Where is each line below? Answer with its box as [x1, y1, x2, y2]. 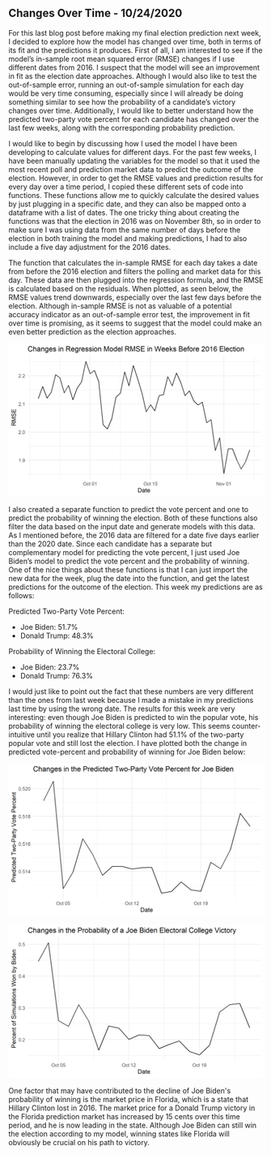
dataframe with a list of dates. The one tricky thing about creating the [8, 207, 240, 218]
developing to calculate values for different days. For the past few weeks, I [8, 147, 257, 157]
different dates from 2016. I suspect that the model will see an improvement [8, 62, 260, 72]
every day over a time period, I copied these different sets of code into [8, 182, 243, 192]
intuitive [8, 730, 35, 739]
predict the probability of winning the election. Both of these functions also [8, 513, 258, 523]
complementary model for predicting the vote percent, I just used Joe [8, 547, 240, 557]
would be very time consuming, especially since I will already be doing [8, 88, 244, 98]
